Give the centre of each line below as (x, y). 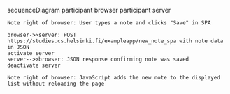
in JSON (19, 47)
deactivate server (34, 65)
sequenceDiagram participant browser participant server (89, 10)
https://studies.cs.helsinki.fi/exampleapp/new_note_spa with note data (115, 41)
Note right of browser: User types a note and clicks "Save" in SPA (109, 23)
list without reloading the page (56, 84)
